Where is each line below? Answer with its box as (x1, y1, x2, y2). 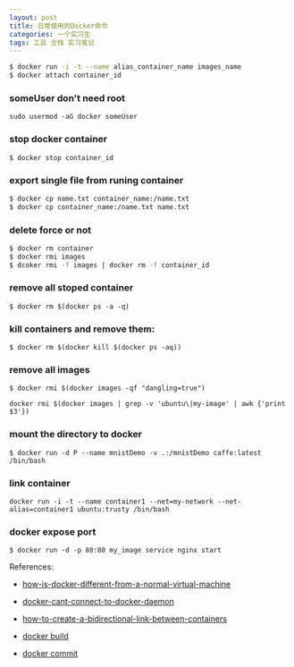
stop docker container (9, 133, 108, 146)
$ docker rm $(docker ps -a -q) (9, 301, 130, 311)
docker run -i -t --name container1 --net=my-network (9, 497, 214, 506)
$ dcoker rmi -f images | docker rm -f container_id (9, 260, 210, 269)
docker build (21, 631, 69, 642)
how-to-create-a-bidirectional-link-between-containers (21, 613, 228, 624)
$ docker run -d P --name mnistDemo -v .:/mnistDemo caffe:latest (9, 448, 262, 457)
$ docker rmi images (9, 252, 87, 261)
